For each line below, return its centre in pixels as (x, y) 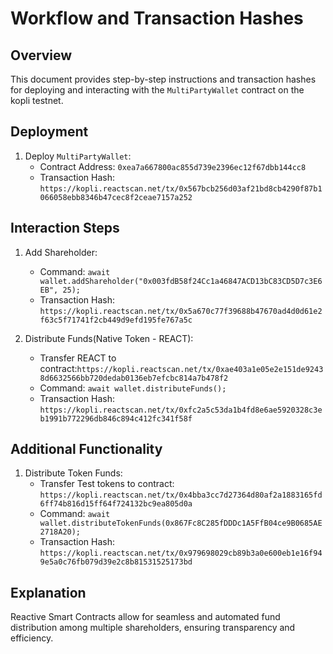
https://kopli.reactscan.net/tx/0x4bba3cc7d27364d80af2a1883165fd (181, 495)
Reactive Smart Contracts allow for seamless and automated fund (145, 617)
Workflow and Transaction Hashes (157, 18)
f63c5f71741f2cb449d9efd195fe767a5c (116, 320)
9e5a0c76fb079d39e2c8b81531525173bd (116, 562)
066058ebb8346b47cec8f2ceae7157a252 (116, 197)
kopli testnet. (37, 100)
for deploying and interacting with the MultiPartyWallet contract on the (157, 90)
